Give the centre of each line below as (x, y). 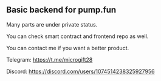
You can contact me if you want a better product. (68, 48)
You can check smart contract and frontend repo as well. (77, 36)
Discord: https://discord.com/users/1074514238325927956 (80, 71)
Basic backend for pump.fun (61, 10)
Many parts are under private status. (52, 24)
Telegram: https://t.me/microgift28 (50, 59)
